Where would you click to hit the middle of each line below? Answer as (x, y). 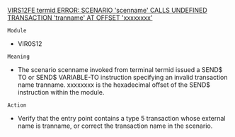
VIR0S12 (30, 44)
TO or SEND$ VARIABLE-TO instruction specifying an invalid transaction (122, 77)
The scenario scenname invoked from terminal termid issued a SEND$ (120, 70)
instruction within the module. (61, 92)
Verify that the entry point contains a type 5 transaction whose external (121, 118)
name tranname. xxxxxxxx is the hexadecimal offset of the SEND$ (114, 85)
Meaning (19, 56)
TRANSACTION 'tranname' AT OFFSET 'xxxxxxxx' (80, 18)
